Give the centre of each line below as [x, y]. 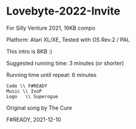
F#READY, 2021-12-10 [34, 119]
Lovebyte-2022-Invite [63, 11]
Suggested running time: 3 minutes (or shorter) [65, 63]
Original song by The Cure [39, 108]
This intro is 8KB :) [29, 51]
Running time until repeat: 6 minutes [52, 74]
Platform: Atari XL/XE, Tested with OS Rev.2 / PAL [68, 39]
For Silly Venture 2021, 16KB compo [51, 28]
